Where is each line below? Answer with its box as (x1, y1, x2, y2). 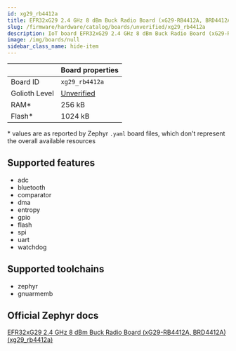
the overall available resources (7, 137, 96, 145)
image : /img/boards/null (7, 37, 80, 44)
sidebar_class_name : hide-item (7, 43, 99, 50)
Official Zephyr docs (7, 310, 99, 322)
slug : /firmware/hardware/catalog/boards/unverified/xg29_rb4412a (7, 23, 206, 30)
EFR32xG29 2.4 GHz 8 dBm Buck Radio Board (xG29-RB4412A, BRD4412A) (7, 328, 226, 337)
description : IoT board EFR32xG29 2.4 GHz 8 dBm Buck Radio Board (7, 29, 206, 37)
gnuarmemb (17, 289, 53, 298)
